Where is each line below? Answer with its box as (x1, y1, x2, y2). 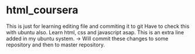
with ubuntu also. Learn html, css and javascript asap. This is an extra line (6, 28, 184, 35)
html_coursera (6, 3, 78, 17)
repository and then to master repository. (6, 41, 105, 48)
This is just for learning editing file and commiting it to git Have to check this (6, 23, 190, 30)
